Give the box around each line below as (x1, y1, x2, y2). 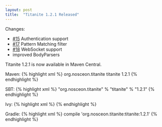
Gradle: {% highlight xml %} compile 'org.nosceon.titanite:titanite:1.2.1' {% (5, 111, 157, 117)
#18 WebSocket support (12, 46, 62, 52)
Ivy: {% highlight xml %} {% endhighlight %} (5, 101, 96, 107)
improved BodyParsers (12, 51, 60, 58)
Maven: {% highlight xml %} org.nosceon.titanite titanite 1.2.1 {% (5, 71, 137, 77)
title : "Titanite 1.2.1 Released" (5, 12, 79, 17)
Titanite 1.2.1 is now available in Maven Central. (5, 61, 102, 67)
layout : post (5, 7, 32, 13)
